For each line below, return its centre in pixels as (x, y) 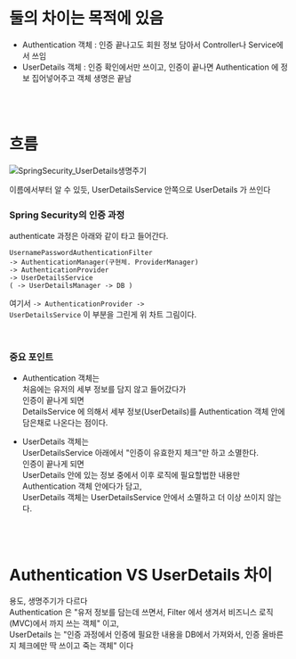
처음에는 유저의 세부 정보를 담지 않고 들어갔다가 (104, 390)
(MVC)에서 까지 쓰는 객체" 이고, (64, 623)
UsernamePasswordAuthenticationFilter (81, 253)
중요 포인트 (32, 358)
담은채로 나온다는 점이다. (65, 423)
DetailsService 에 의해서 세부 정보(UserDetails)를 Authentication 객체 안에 (154, 412)
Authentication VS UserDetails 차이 (141, 575)
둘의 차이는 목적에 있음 (87, 18)
